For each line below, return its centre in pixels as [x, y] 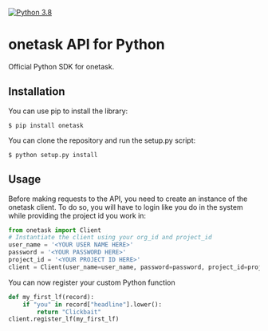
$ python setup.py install [53, 155]
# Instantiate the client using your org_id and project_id [110, 238]
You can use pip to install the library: [68, 111]
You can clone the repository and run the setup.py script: [102, 140]
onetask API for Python [87, 45]
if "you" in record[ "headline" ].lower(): [92, 304]
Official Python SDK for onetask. [61, 66]
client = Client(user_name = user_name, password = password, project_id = [128, 267]
